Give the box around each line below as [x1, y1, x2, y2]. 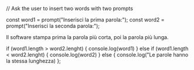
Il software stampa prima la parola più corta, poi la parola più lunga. [6, 34, 169, 40]
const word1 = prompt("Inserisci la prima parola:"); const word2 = [6, 16, 165, 23]
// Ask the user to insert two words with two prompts [6, 5, 134, 12]
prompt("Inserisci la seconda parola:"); [6, 23, 100, 29]
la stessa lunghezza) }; [6, 58, 62, 64]
